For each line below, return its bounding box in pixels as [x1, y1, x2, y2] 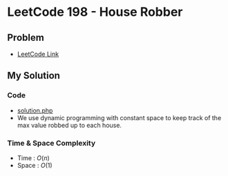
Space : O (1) [17, 161, 53, 169]
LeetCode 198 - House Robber [7, 4, 183, 20]
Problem [7, 32, 45, 43]
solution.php [17, 106, 53, 115]
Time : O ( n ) [17, 153, 50, 162]
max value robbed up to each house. [17, 121, 122, 129]
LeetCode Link [17, 50, 59, 58]
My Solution [7, 70, 61, 81]
